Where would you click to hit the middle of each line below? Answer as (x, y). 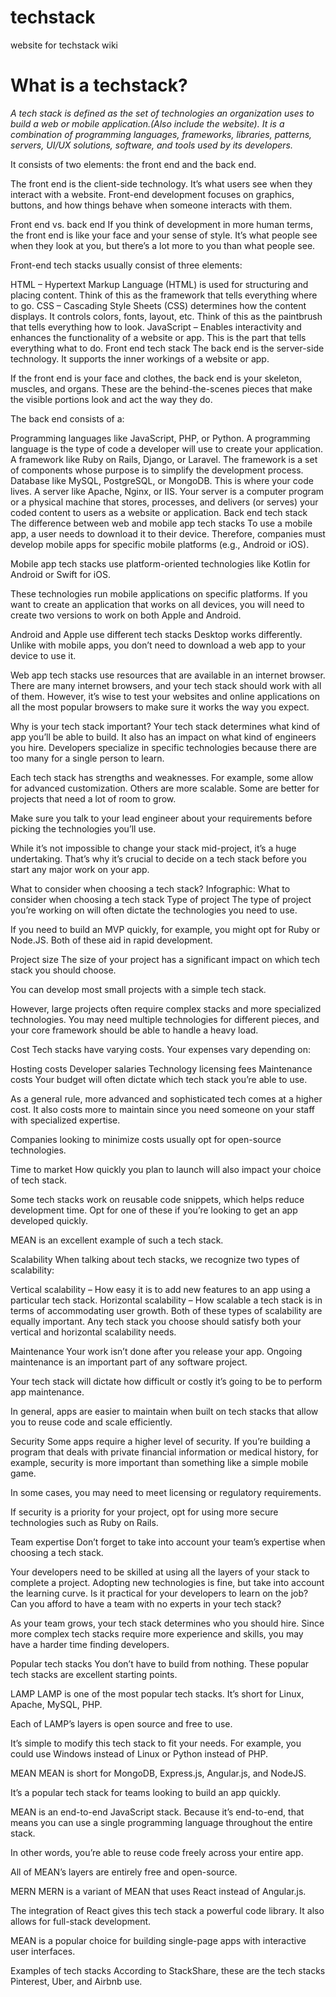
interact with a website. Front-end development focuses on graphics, (152, 194)
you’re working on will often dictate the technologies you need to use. (154, 910)
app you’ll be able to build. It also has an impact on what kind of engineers (163, 737)
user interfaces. (43, 1951)
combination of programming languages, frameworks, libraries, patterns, (161, 134)
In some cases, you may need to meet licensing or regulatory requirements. (166, 1492)
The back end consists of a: (67, 418)
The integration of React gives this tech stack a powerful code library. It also (167, 1910)
